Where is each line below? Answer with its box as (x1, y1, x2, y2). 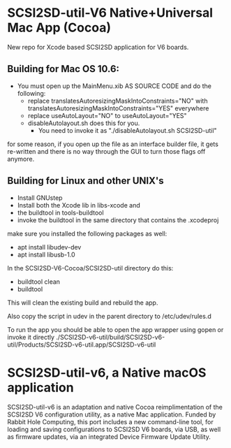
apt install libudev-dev (17, 243, 82, 251)
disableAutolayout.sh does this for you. (27, 119, 140, 127)
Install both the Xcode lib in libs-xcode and (17, 201, 141, 209)
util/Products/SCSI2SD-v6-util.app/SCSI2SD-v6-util (7, 340, 156, 349)
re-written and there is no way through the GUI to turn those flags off (7, 147, 206, 155)
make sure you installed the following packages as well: (7, 229, 167, 238)
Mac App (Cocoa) (7, 20, 112, 36)
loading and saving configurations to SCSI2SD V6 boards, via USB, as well (7, 425, 221, 433)
